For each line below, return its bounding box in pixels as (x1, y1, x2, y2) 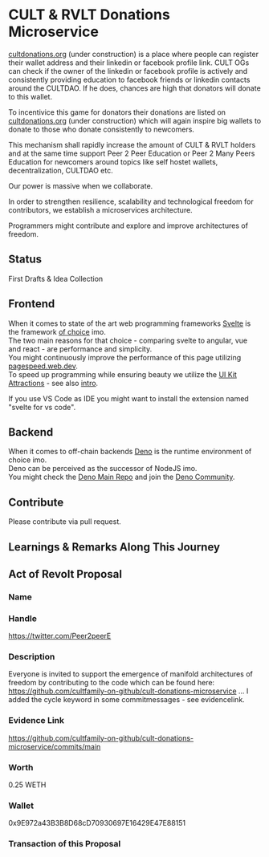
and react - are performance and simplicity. (8, 343, 153, 354)
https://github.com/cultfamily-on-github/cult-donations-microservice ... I (8, 686, 249, 696)
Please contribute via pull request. (8, 517, 122, 526)
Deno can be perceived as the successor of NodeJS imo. (8, 464, 198, 473)
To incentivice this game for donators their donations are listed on (8, 107, 226, 117)
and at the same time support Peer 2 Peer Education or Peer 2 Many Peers (8, 148, 255, 158)
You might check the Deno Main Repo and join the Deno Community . (8, 472, 235, 482)
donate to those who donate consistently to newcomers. (8, 124, 195, 134)
